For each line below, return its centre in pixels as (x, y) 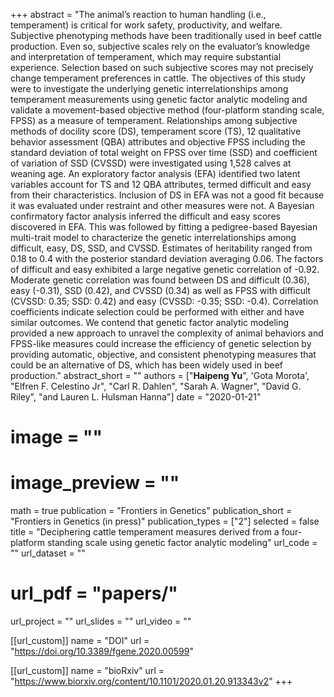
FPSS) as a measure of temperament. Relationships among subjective (154, 120)
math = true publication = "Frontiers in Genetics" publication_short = (151, 511)
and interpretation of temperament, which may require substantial (146, 57)
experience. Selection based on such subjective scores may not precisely (162, 67)
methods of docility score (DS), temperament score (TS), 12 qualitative (156, 131)
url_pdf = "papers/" (94, 593)
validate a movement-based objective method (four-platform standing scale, (167, 110)
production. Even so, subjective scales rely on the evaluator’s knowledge (160, 46)
